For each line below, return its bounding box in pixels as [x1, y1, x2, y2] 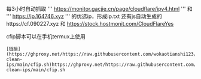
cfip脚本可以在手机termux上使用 [6, 33, 86, 40]
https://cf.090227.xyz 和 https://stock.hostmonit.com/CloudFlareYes [6, 20, 174, 27]
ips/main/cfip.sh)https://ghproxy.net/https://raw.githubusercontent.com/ [6, 62, 197, 68]
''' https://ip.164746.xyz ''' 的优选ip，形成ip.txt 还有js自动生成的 [6, 13, 163, 20]
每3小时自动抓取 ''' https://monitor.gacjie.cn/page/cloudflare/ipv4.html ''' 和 [6, 5, 193, 12]
